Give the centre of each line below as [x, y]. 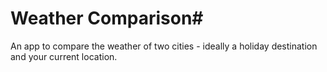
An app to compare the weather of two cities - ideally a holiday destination [164, 46]
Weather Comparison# [107, 18]
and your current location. [64, 56]
